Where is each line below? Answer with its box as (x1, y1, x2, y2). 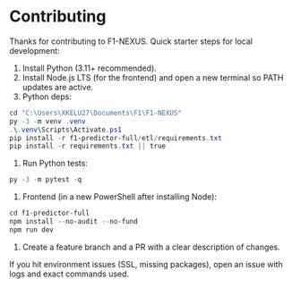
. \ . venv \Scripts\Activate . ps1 (9, 125, 123, 134)
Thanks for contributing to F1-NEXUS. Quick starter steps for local (9, 36, 253, 47)
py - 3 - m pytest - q (9, 175, 82, 184)
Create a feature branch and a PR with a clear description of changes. (21, 241, 280, 252)
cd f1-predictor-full (9, 208, 90, 218)
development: (9, 45, 60, 55)
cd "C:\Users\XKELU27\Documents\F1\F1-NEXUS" (9, 108, 182, 117)
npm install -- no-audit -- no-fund (9, 217, 139, 226)
